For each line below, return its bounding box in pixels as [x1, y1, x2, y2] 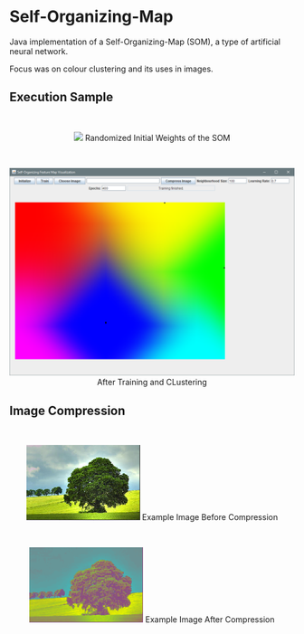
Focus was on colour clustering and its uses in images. [9, 63, 214, 74]
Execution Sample [9, 90, 114, 105]
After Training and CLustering [96, 377, 208, 388]
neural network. [9, 45, 69, 56]
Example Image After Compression [145, 614, 275, 625]
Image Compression [9, 402, 126, 418]
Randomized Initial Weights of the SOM [84, 132, 231, 143]
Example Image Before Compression [141, 512, 279, 523]
